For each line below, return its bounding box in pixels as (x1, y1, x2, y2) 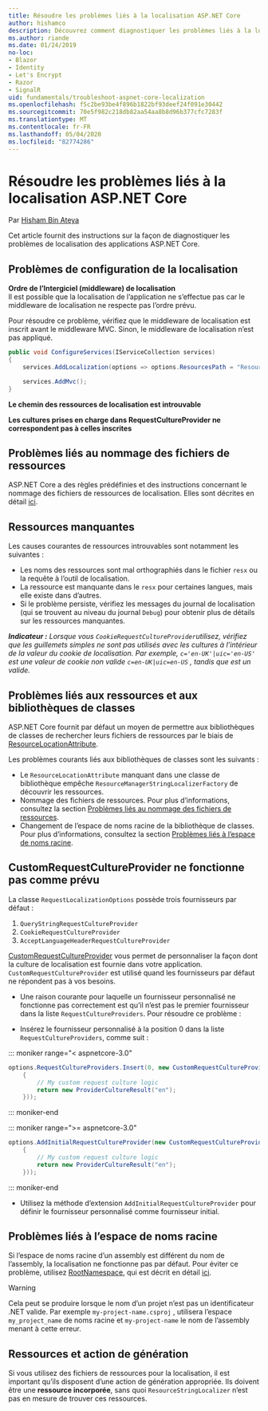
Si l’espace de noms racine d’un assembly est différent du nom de (8, 1251, 225, 1260)
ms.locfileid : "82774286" (8, 137, 94, 146)
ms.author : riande (8, 34, 69, 42)
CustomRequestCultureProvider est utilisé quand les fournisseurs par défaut (8, 968, 255, 977)
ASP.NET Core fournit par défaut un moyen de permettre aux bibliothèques (8, 723, 255, 732)
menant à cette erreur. (8, 1324, 81, 1334)
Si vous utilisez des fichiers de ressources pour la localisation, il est (8, 1369, 230, 1378)
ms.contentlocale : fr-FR (8, 123, 91, 131)
